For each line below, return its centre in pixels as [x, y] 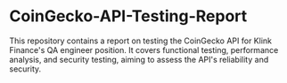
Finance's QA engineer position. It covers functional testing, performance [144, 49]
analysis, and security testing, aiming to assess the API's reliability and [139, 59]
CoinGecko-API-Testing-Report [128, 16]
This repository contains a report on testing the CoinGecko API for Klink [140, 41]
